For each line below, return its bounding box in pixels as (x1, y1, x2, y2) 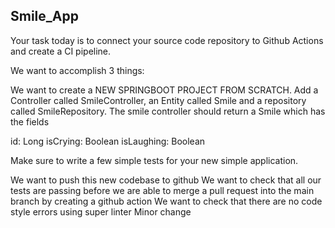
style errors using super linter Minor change (10, 205, 192, 218)
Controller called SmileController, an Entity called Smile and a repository (10, 94, 307, 106)
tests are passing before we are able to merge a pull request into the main (10, 184, 315, 196)
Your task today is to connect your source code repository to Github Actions (10, 34, 324, 46)
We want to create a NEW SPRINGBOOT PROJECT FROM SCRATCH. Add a (10, 84, 319, 96)
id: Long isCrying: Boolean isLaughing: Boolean (10, 135, 206, 147)
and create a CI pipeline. (10, 45, 112, 57)
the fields (10, 115, 50, 128)
